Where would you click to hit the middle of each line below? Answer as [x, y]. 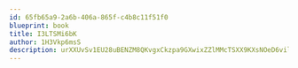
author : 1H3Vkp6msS [45, 42]
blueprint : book [39, 26]
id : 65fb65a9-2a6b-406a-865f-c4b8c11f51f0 [89, 17]
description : [33, 50]
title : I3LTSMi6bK [43, 34]
